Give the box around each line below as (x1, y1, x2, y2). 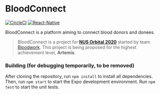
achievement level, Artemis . (17, 49, 76, 55)
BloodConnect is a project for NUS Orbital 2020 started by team (17, 38, 150, 45)
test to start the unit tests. (5, 84, 59, 90)
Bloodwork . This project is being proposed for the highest (17, 44, 136, 50)
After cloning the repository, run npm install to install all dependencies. (5, 73, 153, 79)
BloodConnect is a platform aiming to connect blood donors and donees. (5, 29, 155, 35)
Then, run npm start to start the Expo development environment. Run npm (5, 78, 155, 85)
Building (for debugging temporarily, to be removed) (5, 62, 134, 69)
